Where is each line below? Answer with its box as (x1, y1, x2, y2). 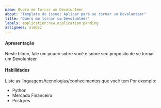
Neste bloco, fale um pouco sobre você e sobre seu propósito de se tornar (5, 51, 154, 57)
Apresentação (5, 40, 35, 46)
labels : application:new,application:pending (5, 20, 98, 26)
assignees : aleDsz (5, 25, 42, 30)
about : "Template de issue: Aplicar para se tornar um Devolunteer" (5, 12, 146, 16)
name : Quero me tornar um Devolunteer (5, 7, 83, 12)
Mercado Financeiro (12, 93, 52, 98)
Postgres (12, 97, 31, 103)
